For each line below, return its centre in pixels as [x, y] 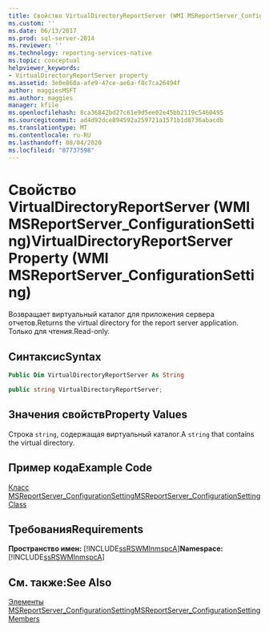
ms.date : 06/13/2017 [43, 31]
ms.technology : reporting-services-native [80, 53]
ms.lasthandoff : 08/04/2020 [55, 142]
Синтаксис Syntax [55, 357]
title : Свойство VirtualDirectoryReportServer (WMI [96, 16]
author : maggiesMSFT [43, 90]
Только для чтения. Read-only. [59, 332]
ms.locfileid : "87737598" [51, 150]
